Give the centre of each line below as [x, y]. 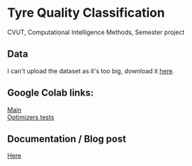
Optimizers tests [31, 117]
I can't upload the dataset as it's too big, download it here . [91, 70]
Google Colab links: [51, 93]
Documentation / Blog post [67, 138]
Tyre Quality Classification [86, 13]
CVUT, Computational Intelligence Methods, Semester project [96, 32]
